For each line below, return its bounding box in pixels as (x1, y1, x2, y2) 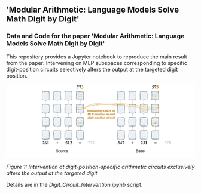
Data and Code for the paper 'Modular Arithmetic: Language (6, 32, 185, 41)
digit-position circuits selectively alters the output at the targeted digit (6, 66, 178, 73)
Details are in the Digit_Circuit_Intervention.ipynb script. (6, 181, 143, 189)
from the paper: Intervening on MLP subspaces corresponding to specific (6, 59, 187, 66)
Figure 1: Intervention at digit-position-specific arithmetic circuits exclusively (6, 164, 195, 171)
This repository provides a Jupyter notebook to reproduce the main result (6, 53, 187, 60)
